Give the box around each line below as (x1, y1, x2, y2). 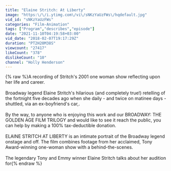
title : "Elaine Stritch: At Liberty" (5, 7, 86, 13)
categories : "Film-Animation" (5, 21, 70, 27)
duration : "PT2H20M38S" (5, 41, 56, 46)
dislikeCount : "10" (5, 55, 47, 60)
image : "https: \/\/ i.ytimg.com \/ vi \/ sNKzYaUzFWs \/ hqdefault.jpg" (5, 12, 147, 17)
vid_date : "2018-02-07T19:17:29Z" (5, 36, 79, 41)
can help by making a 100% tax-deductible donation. (5, 123, 116, 129)
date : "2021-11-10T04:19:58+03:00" (5, 31, 81, 36)
